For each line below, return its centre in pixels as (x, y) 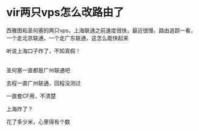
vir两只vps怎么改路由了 (65, 12)
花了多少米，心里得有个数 (38, 121)
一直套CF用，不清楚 (31, 96)
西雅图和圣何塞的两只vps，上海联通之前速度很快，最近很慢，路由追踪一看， (101, 30)
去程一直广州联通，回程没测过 (43, 83)
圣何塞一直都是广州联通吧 (38, 70)
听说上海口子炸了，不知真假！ (43, 51)
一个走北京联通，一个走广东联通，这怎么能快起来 (67, 38)
